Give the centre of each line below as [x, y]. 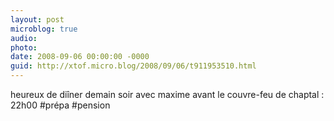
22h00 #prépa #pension [60, 105]
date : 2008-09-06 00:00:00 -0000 [80, 57]
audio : [24, 38]
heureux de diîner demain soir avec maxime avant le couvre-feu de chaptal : [167, 94]
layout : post [37, 19]
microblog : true [44, 29]
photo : [24, 47]
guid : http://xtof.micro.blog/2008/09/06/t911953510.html [133, 66]
